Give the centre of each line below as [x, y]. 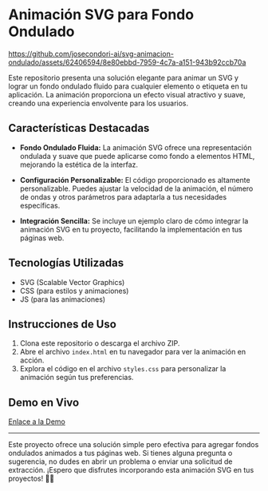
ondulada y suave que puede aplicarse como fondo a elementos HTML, [137, 156]
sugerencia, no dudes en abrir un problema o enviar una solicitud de [120, 461]
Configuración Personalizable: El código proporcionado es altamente [135, 180]
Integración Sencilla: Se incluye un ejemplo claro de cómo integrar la [134, 220]
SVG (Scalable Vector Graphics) [72, 282]
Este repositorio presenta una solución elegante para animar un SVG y [124, 77]
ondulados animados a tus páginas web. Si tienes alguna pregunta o [120, 453]
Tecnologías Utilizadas [66, 263]
